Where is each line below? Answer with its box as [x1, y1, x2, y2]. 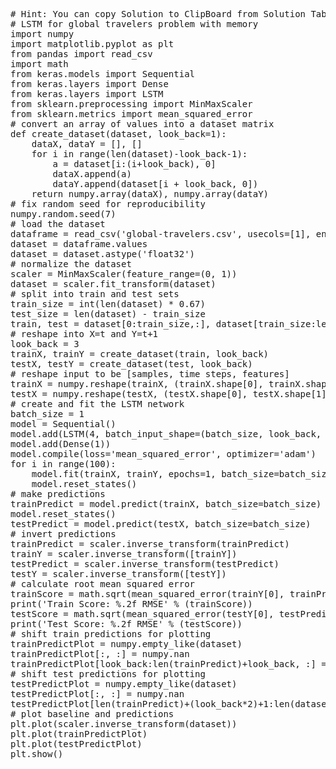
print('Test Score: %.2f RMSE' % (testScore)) [10, 619, 243, 629]
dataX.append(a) [52, 169, 132, 179]
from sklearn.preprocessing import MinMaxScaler [10, 99, 253, 109]
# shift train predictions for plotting [10, 629, 212, 639]
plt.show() [10, 749, 64, 759]
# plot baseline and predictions [10, 709, 175, 719]
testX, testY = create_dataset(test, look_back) [10, 359, 253, 369]
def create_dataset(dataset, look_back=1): [10, 129, 227, 139]
